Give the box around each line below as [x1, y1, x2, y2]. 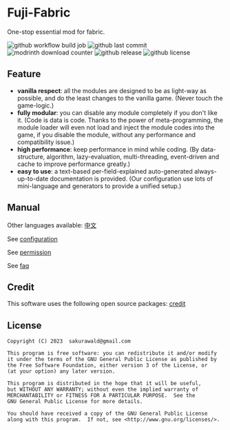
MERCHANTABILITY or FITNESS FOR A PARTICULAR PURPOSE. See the [7, 392, 196, 399]
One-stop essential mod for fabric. [7, 28, 105, 36]
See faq [7, 261, 30, 269]
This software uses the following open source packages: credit [7, 300, 186, 308]
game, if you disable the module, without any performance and [17, 130, 196, 139]
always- [194, 167, 217, 175]
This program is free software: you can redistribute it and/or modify [7, 350, 217, 357]
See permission [7, 248, 52, 256]
